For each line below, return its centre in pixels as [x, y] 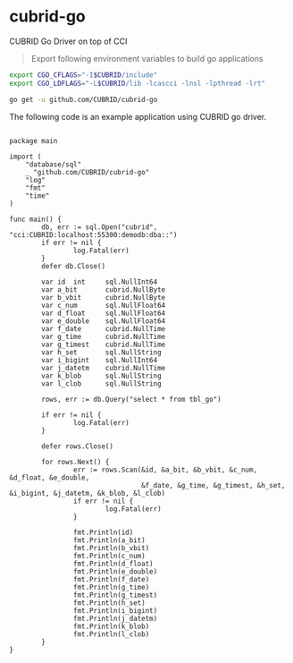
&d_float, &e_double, [50, 477]
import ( [25, 157]
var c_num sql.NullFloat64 [104, 305]
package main [33, 140]
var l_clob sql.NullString [102, 383]
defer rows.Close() [78, 446]
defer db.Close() [73, 266]
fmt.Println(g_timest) [115, 595]
